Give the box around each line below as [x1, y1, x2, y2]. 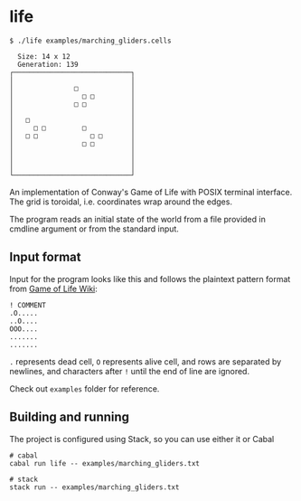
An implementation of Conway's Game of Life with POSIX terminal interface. [9, 186, 293, 197]
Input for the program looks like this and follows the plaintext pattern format [9, 273, 291, 284]
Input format [9, 250, 81, 265]
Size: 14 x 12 [17, 52, 71, 61]
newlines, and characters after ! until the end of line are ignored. [9, 365, 250, 376]
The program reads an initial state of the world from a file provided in [9, 213, 267, 224]
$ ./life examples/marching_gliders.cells [9, 36, 172, 45]
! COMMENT [9, 300, 47, 309]
